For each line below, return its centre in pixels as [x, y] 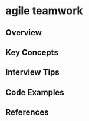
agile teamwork [44, 11]
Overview [24, 33]
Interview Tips [32, 73]
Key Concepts [32, 52]
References [27, 112]
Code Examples [35, 92]
